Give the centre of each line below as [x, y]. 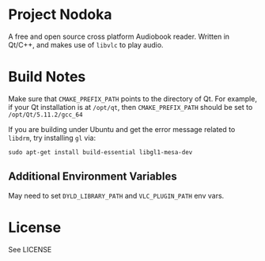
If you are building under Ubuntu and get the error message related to [122, 129]
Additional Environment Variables [93, 177]
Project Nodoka [60, 15]
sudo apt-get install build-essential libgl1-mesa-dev [100, 152]
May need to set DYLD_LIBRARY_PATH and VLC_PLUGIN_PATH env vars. [116, 195]
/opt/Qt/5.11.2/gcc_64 [45, 115]
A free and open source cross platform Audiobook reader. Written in [119, 36]
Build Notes [47, 77]
